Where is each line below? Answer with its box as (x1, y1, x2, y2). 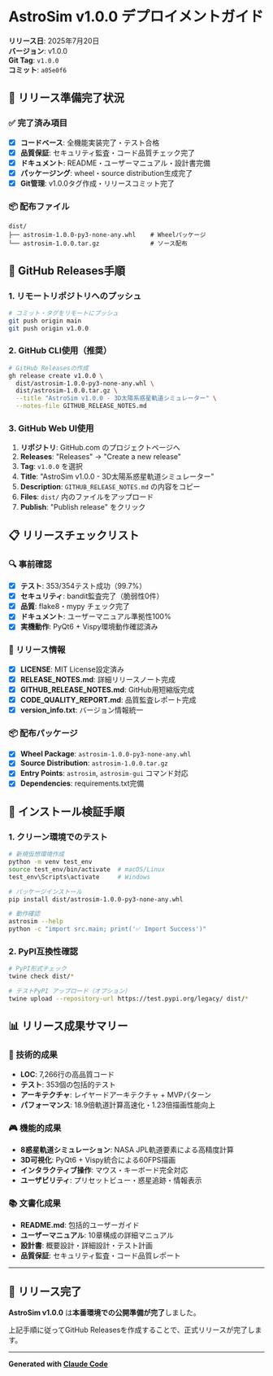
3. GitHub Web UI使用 (8, 423, 94, 434)
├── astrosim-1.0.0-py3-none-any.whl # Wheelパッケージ (8, 231, 206, 239)
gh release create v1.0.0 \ (8, 371, 104, 379)
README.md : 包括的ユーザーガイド (19, 1220, 140, 1230)
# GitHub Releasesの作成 (8, 364, 89, 372)
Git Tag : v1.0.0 (8, 55, 59, 65)
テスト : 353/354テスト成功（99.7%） (19, 581, 146, 591)
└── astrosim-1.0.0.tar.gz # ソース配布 (8, 239, 188, 248)
